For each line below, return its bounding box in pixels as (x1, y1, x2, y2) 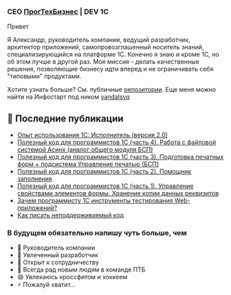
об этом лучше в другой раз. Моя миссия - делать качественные (7, 58, 199, 66)
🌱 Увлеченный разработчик (16, 251, 98, 259)
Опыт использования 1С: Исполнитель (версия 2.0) (16, 131, 168, 139)
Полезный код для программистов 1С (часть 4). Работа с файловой (16, 138, 217, 147)
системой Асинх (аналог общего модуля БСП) (16, 145, 153, 154)
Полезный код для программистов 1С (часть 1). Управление (16, 182, 194, 190)
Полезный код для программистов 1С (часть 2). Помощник (16, 167, 192, 176)
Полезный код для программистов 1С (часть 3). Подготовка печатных (16, 153, 224, 161)
